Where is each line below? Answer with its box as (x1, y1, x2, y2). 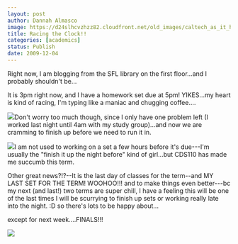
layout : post (7, 10, 46, 18)
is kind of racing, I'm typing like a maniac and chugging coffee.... (7, 98, 196, 106)
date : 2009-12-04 (7, 50, 59, 57)
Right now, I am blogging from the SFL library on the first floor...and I (7, 69, 208, 78)
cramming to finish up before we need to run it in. (7, 128, 152, 136)
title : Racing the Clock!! (7, 30, 87, 38)
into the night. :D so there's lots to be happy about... (7, 201, 159, 210)
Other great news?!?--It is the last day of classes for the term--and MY (7, 171, 214, 179)
